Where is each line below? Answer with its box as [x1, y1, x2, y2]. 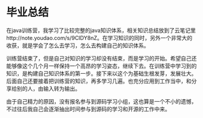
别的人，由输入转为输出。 [16, 85, 80, 92]
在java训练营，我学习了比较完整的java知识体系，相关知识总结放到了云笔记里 [6, 27, 196, 34]
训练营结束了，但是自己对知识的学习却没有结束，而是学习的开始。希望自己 [6, 54, 192, 62]
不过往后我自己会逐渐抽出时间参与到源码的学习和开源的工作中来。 [6, 105, 170, 113]
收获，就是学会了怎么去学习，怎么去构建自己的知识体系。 [6, 42, 149, 49]
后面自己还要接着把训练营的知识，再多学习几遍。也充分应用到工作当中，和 [6, 77, 192, 85]
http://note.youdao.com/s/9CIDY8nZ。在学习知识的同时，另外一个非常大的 [6, 34, 193, 41]
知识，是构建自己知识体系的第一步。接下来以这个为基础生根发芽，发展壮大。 [6, 70, 197, 77]
